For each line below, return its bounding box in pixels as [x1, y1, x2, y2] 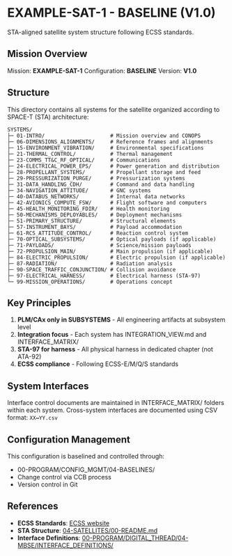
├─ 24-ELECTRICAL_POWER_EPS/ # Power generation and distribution [7, 162, 219, 170]
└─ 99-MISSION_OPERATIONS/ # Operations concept [7, 278, 173, 285]
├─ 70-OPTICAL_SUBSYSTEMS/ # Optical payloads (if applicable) [7, 235, 217, 243]
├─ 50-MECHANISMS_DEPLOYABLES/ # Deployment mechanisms [7, 211, 183, 219]
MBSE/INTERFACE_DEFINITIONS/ [17, 541, 114, 549]
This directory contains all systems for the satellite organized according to [7, 105, 220, 113]
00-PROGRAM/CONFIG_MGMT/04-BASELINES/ [17, 466, 155, 474]
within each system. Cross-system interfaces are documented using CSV [7, 406, 218, 415]
